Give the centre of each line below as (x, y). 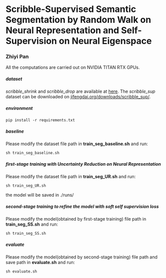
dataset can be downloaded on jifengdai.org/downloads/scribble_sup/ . (78, 97)
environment (19, 108)
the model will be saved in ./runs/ (40, 195)
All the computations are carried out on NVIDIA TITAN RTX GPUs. (73, 67)
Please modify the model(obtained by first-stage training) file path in (76, 219)
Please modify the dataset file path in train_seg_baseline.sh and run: (77, 144)
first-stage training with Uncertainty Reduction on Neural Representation (83, 164)
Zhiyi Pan (17, 57)
